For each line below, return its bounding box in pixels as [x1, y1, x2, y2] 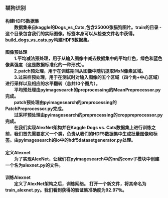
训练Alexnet [5, 174, 31, 180]
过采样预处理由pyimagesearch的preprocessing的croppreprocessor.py [14, 112, 163, 118]
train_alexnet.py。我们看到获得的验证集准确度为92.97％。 [5, 187, 127, 193]
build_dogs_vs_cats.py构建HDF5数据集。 [5, 37, 92, 43]
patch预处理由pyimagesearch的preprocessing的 [14, 100, 117, 106]
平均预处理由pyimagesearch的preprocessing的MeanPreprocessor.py [14, 87, 161, 93]
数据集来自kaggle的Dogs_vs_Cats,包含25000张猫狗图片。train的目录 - [14, 24, 162, 30]
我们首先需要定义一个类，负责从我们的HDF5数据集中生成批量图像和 [14, 131, 153, 137]
